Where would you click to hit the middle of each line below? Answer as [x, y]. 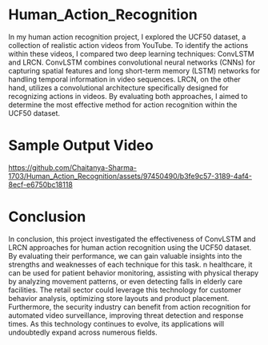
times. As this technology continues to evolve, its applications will [116, 323]
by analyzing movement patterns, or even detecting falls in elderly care [125, 281]
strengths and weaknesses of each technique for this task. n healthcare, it [130, 264]
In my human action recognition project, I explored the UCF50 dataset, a [127, 37]
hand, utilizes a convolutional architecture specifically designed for [119, 87]
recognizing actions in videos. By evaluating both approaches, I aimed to [128, 96]
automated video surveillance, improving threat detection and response [126, 315]
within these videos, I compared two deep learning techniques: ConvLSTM [131, 54]
